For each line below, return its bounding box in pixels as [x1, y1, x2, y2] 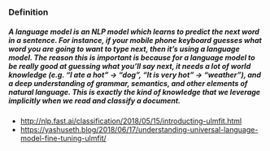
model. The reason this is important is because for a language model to [8, 52, 255, 63]
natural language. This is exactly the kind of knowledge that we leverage [8, 87, 261, 97]
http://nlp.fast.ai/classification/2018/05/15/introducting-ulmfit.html [20, 116, 242, 126]
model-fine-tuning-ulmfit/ [20, 133, 107, 143]
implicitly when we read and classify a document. [8, 96, 181, 106]
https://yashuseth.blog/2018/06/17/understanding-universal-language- [20, 124, 259, 134]
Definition [8, 6, 49, 18]
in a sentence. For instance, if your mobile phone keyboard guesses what [8, 35, 262, 45]
